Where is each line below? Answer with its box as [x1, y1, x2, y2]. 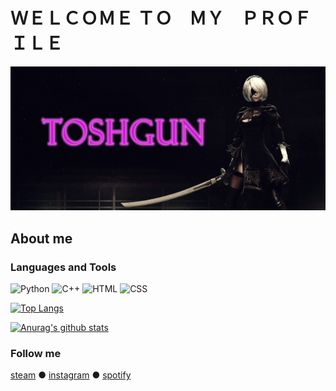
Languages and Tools [10, 260, 117, 274]
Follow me [10, 346, 62, 360]
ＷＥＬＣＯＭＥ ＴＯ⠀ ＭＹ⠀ [10, 7, 238, 30]
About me [10, 230, 73, 247]
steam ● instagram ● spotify [10, 369, 132, 381]
